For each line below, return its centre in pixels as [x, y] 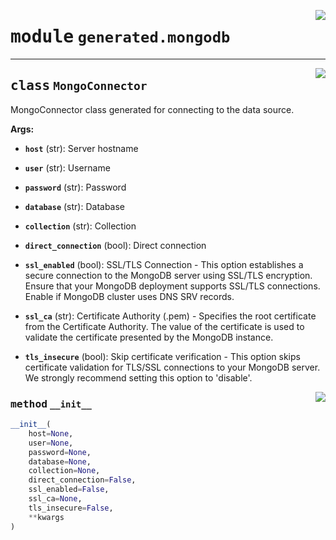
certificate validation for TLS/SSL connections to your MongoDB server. [172, 367]
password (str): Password [75, 187]
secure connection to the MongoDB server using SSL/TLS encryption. [168, 275]
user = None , [51, 443]
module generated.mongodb [120, 37]
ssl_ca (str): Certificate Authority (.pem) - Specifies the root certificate [170, 316]
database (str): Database [75, 206]
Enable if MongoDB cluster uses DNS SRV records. [129, 296]
